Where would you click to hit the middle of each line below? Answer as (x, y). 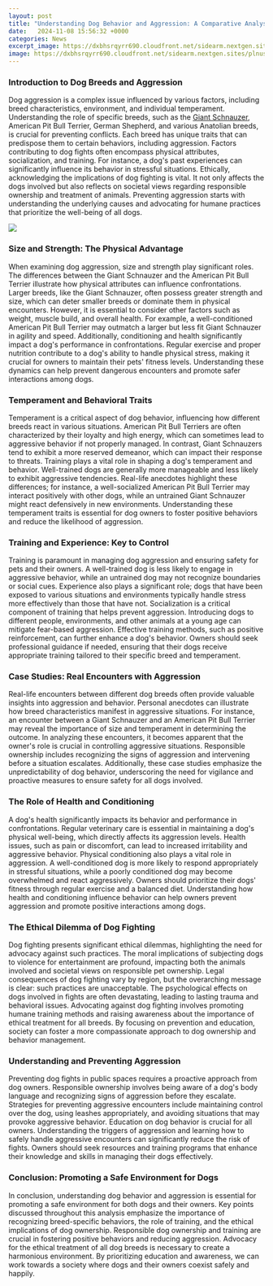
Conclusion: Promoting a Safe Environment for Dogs (114, 1178)
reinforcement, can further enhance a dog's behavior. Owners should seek (133, 638)
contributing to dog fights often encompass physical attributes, (114, 152)
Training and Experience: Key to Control (89, 542)
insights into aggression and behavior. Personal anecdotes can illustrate (129, 703)
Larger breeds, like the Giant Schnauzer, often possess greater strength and (135, 292)
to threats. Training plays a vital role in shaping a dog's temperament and (130, 461)
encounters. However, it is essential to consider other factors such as (124, 309)
